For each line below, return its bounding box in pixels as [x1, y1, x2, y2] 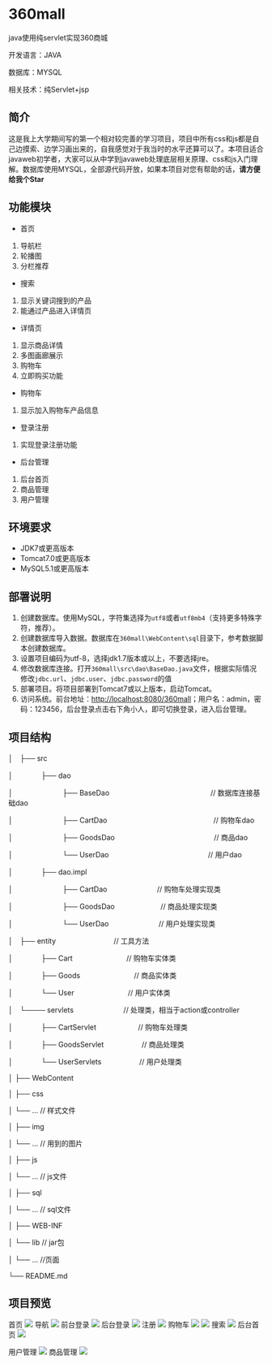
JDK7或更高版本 [19, 543, 74, 553]
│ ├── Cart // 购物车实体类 [8, 953, 176, 963]
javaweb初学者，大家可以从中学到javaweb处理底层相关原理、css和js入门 [8, 153, 251, 163]
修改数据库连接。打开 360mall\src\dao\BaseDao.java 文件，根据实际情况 [19, 663, 257, 674]
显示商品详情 [19, 340, 63, 350]
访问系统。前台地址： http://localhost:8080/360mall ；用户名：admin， [19, 694, 255, 704]
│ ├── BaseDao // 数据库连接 [8, 788, 253, 797]
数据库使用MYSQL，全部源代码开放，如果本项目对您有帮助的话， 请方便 [22, 164, 261, 174]
